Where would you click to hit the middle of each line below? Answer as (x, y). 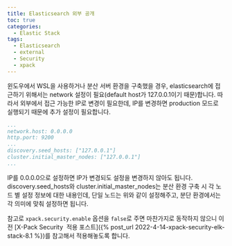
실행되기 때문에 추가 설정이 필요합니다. (59, 112)
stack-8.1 (20, 236)
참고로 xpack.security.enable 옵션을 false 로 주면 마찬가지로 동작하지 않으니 (112, 218)
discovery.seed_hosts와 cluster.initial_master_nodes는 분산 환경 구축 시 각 (111, 186)
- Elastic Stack (37, 33)
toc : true (21, 20)
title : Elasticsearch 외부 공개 (51, 14)
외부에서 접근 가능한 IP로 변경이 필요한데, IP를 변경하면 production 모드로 (119, 103)
